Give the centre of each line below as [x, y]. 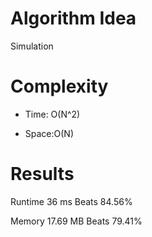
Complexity [59, 86]
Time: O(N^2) [52, 114]
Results [42, 174]
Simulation [32, 46]
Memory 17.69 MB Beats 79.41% [76, 221]
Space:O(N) [49, 133]
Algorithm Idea [73, 18]
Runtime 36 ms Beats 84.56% [71, 201]
